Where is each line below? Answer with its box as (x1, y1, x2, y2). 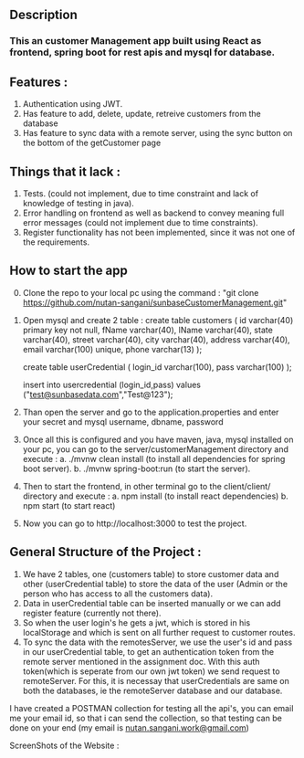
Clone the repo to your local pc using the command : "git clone (22, 287, 259, 298)
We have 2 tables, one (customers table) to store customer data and (22, 568, 279, 579)
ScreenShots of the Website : (9, 740, 120, 751)
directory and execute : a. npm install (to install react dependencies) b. (22, 490, 289, 501)
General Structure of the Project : (9, 544, 202, 560)
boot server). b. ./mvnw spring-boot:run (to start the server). (22, 463, 251, 474)
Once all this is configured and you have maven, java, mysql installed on (22, 434, 294, 445)
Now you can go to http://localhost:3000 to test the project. (22, 518, 247, 529)
